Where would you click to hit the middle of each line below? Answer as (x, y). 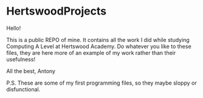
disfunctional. (23, 89)
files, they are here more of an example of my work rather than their (91, 52)
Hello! (14, 28)
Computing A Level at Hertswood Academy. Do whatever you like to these (99, 46)
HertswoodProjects (57, 11)
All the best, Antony (31, 71)
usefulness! (21, 59)
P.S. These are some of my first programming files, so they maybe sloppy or (101, 83)
